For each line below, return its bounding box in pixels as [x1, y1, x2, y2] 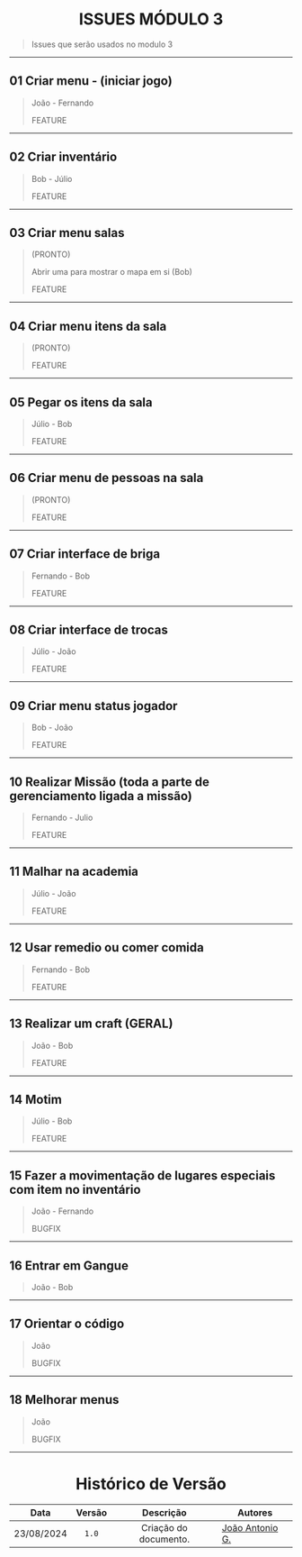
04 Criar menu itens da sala [9, 318, 167, 333]
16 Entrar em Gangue [9, 1258, 129, 1273]
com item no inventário [9, 1181, 141, 1197]
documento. [138, 1533, 191, 1545]
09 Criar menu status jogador [9, 698, 178, 714]
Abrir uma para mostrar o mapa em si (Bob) [31, 267, 193, 278]
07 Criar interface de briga [9, 546, 160, 562]
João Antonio [221, 1521, 279, 1534]
